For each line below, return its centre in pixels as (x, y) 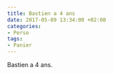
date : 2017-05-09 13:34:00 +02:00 (57, 20)
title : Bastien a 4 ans (41, 13)
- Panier (20, 45)
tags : (15, 39)
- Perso (18, 33)
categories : (24, 26)
